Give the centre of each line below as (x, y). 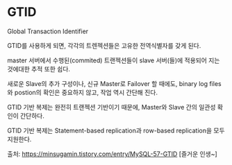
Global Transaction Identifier (48, 31)
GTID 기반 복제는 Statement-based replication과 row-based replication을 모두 (116, 130)
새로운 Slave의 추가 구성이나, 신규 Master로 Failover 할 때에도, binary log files (114, 83)
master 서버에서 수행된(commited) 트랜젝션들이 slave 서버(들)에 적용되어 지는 (114, 60)
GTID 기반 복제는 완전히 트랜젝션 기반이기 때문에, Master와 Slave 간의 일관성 (111, 107)
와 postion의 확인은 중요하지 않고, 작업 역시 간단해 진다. (83, 92)
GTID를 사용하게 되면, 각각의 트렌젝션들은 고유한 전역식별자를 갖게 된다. (104, 45)
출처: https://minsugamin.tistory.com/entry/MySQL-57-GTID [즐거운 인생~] (112, 154)
